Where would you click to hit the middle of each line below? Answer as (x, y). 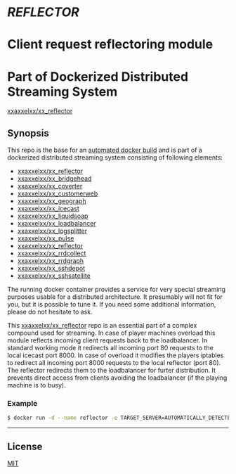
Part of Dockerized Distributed (98, 76)
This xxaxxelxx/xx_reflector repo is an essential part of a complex (102, 326)
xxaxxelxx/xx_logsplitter (52, 231)
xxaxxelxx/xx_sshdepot (51, 269)
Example (22, 404)
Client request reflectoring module (110, 45)
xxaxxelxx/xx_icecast (48, 209)
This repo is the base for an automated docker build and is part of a (105, 150)
